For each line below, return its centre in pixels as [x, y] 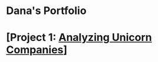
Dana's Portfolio [46, 11]
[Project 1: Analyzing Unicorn [79, 38]
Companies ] [37, 50]
